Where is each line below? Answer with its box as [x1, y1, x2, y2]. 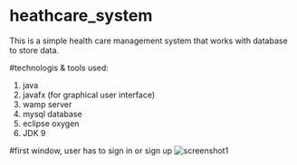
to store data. [9, 44, 60, 55]
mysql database [22, 108, 83, 119]
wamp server [22, 98, 72, 109]
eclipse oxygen [22, 118, 80, 129]
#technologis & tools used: [9, 62, 109, 73]
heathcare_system [9, 5, 153, 26]
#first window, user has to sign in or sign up [9, 145, 173, 156]
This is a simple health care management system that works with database [9, 35, 288, 46]
